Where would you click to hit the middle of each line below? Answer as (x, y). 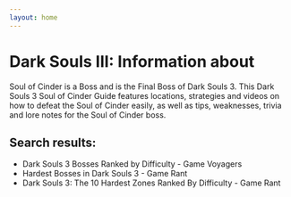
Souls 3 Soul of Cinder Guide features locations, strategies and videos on (145, 95)
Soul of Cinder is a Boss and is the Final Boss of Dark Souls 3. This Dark (142, 86)
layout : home (34, 17)
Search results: (53, 142)
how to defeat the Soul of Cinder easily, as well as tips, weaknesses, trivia (145, 105)
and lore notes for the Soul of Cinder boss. (88, 115)
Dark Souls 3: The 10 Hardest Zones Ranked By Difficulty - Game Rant (151, 183)
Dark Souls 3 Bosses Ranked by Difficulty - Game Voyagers (132, 164)
